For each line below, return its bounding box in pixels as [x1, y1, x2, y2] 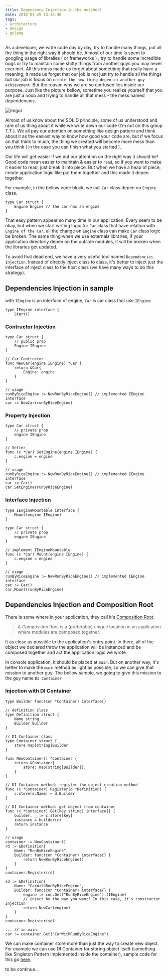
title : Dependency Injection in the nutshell [5, 7, 102, 13]
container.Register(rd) [5, 870, 55, 875]
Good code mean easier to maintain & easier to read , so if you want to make [5, 159, 162, 165]
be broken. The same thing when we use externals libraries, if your [5, 233, 143, 239]
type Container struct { [5, 738, 57, 743]
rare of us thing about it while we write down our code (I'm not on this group [5, 122, 163, 128]
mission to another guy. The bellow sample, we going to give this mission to [5, 669, 161, 675]
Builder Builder [14, 721, 49, 726]
